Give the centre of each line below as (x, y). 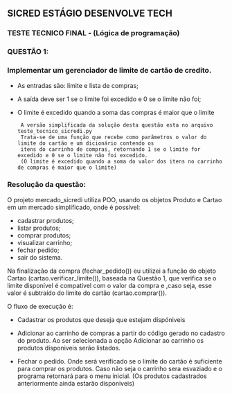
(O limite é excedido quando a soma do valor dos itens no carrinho (122, 161)
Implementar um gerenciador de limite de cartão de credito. (109, 71)
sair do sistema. (40, 257)
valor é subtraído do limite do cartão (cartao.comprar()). (87, 293)
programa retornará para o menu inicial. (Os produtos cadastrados (112, 376)
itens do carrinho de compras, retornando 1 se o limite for (110, 149)
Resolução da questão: (47, 185)
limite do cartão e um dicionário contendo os (86, 143)
